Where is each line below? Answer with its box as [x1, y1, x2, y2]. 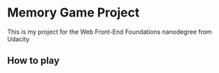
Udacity [7, 34, 30, 43]
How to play [7, 55, 60, 67]
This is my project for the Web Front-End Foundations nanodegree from [7, 28, 212, 36]
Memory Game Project [7, 5, 140, 21]
